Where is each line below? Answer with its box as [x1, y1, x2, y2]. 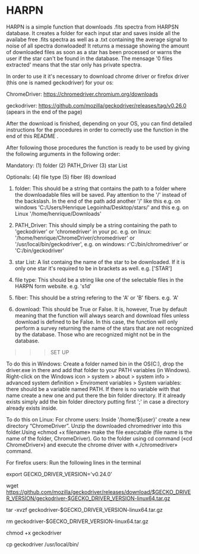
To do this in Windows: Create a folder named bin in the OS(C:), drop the [6, 360, 184, 367]
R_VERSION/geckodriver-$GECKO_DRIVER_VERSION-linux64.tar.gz [6, 495, 170, 502]
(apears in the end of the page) [6, 108, 83, 115]
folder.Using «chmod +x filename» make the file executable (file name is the [6, 429, 192, 436]
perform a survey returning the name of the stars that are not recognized [14, 325, 194, 332]
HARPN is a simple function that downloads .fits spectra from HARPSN [6, 23, 179, 30]
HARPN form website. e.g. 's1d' [14, 282, 92, 289]
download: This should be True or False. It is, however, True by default [14, 306, 187, 313]
